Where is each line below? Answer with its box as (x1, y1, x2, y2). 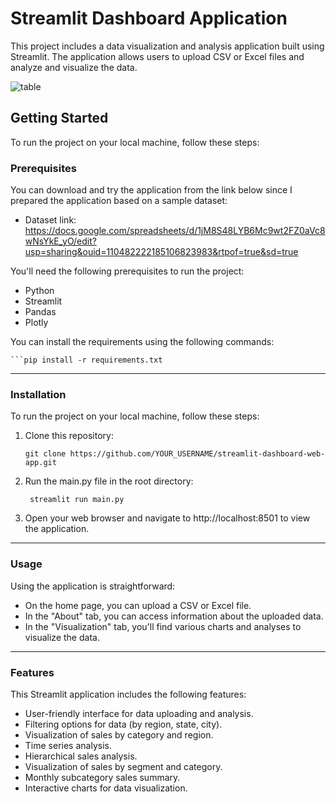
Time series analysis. (24, 739, 112, 751)
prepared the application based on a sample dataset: (10, 195, 228, 207)
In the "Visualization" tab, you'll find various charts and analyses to (24, 620, 302, 632)
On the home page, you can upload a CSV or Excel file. (24, 599, 252, 611)
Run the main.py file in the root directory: (24, 475, 194, 487)
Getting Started (10, 110, 109, 127)
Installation (10, 387, 67, 401)
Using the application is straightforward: (10, 580, 176, 592)
